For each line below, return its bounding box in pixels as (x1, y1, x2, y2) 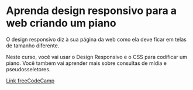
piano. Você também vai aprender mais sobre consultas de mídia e (6, 60, 167, 67)
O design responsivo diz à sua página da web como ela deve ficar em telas (6, 36, 187, 43)
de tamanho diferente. (6, 42, 60, 49)
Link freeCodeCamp (6, 77, 55, 84)
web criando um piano (6, 16, 116, 30)
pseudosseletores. (6, 65, 51, 72)
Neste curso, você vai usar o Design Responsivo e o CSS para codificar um (6, 53, 188, 60)
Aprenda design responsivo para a (6, 4, 177, 18)
